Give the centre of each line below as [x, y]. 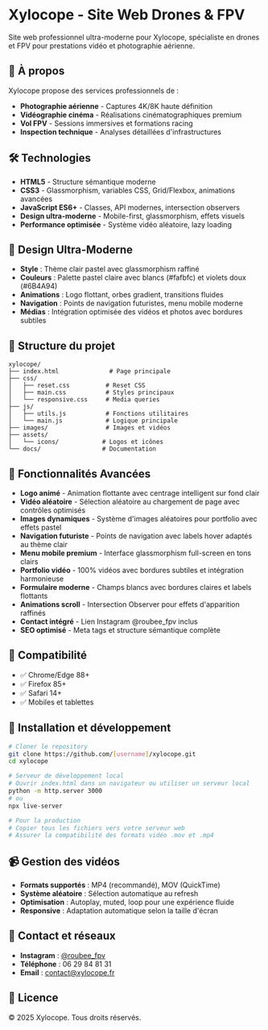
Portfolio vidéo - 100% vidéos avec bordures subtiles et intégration [132, 570]
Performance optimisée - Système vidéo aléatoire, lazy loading [126, 224]
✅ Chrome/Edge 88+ [55, 675]
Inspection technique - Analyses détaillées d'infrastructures [120, 131]
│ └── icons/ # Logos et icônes [86, 442]
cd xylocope [28, 762]
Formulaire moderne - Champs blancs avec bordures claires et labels [136, 587]
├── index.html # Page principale [90, 372]
